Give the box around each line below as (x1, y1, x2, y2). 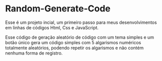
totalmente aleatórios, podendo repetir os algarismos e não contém (5, 45, 144, 51)
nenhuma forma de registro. (5, 50, 63, 56)
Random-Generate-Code (5, 3, 111, 14)
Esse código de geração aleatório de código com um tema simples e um (5, 34, 154, 40)
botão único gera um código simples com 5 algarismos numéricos (5, 39, 141, 45)
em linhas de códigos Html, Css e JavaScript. (5, 24, 99, 30)
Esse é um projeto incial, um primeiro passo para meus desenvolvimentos (5, 19, 157, 25)
